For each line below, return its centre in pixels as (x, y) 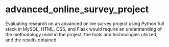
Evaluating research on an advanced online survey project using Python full (85, 24)
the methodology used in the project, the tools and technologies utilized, (81, 34)
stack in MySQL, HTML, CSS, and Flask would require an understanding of (84, 29)
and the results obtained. (31, 40)
